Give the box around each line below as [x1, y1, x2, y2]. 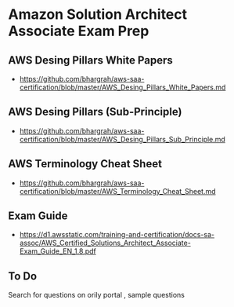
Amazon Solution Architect [8, 5, 188, 24]
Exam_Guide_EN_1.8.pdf [19, 247, 96, 256]
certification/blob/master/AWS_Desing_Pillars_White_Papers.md [19, 82, 226, 92]
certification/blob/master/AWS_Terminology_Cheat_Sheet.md [19, 186, 217, 196]
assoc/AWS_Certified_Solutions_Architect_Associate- [19, 238, 192, 248]
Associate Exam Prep [8, 22, 149, 40]
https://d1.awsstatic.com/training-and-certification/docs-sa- [19, 230, 215, 239]
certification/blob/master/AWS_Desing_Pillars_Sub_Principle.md [19, 134, 225, 144]
